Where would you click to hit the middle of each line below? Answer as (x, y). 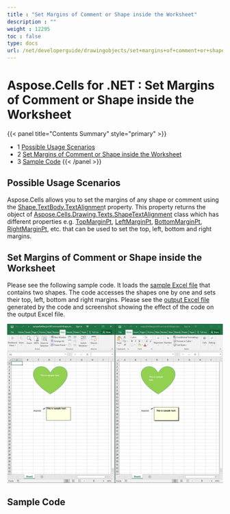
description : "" (32, 22)
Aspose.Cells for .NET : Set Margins (111, 85)
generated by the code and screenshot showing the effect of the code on (111, 307)
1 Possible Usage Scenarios (56, 147)
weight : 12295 (29, 29)
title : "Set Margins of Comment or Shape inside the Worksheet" (102, 14)
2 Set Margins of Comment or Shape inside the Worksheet (99, 154)
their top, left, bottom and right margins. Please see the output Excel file (108, 299)
